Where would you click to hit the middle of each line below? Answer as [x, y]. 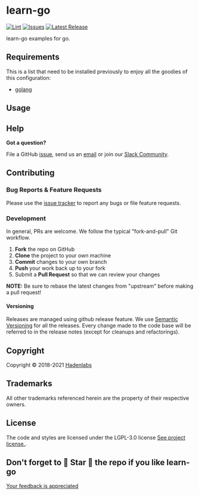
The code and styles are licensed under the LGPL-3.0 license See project [96, 437]
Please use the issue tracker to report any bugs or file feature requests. [94, 203]
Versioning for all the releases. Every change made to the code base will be [99, 326]
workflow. [18, 237]
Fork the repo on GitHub [45, 249]
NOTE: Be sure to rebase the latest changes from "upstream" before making [100, 286]
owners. [16, 404]
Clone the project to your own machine [63, 255]
